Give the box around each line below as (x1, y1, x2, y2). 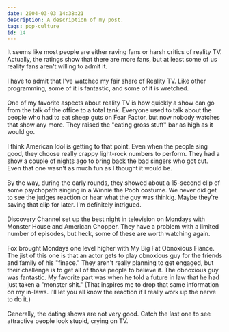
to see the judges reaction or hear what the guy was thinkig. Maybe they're (7, 193, 219, 202)
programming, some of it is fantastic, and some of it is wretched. (7, 84, 189, 92)
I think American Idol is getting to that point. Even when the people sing (7, 142, 208, 151)
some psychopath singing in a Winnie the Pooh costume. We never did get (7, 186, 217, 194)
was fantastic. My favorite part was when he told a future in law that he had (7, 273, 220, 281)
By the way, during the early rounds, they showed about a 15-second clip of (7, 179, 221, 187)
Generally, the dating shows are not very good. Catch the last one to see (7, 309, 211, 318)
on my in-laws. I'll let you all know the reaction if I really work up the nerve (7, 288, 217, 296)
